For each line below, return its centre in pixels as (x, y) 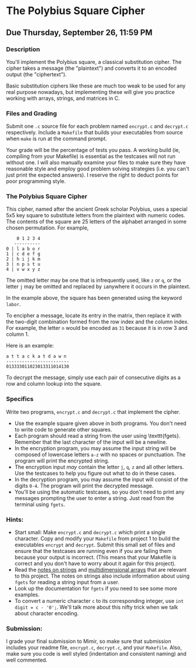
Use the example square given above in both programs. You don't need (100, 423)
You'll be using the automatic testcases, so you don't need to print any (99, 492)
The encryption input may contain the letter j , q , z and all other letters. (99, 467)
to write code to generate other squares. (63, 429)
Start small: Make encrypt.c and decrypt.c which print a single (90, 532)
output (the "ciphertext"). (37, 74)
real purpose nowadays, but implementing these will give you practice (90, 92)
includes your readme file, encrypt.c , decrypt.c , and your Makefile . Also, (94, 647)
